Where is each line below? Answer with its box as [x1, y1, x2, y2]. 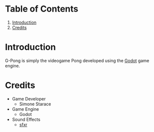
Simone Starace [19, 101, 51, 107]
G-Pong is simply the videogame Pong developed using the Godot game [5, 57, 150, 64]
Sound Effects [12, 116, 41, 122]
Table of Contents [5, 3, 78, 15]
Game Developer [12, 96, 46, 101]
